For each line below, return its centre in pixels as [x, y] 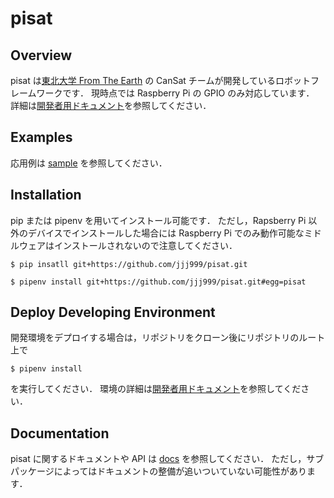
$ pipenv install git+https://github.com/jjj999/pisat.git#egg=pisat [158, 282]
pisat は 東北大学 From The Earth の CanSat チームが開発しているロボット [160, 80]
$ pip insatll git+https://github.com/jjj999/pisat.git [129, 264]
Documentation [60, 433]
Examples [41, 137]
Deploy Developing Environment [113, 312]
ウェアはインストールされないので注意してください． [128, 245]
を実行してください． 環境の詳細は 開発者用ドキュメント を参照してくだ [156, 389]
